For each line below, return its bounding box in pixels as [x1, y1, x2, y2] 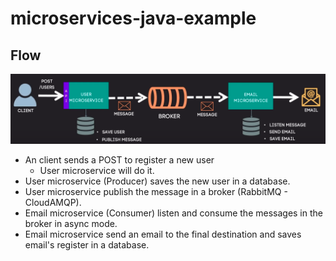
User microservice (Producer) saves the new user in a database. [24, 175, 291, 187]
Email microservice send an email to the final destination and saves [24, 228, 302, 241]
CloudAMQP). [24, 197, 82, 209]
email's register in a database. [24, 239, 150, 251]
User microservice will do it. [39, 165, 155, 177]
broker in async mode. [24, 218, 118, 230]
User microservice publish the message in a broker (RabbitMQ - [24, 186, 288, 198]
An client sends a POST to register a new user [24, 154, 215, 166]
